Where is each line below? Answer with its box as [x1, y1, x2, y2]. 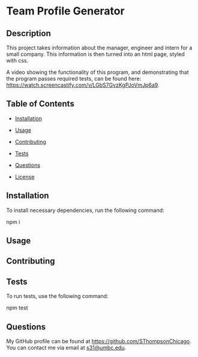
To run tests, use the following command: [6, 293, 109, 300]
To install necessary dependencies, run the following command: [6, 206, 164, 214]
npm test [6, 304, 28, 311]
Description [6, 28, 51, 39]
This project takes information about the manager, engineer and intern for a [6, 44, 193, 51]
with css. [6, 57, 29, 64]
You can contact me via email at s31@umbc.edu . [6, 344, 127, 352]
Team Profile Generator [6, 4, 125, 18]
